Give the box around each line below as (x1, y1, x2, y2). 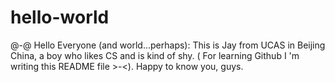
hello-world (10, 6, 110, 29)
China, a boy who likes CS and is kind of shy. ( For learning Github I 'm (10, 49, 300, 61)
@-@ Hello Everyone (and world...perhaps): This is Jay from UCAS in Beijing (10, 39, 326, 51)
